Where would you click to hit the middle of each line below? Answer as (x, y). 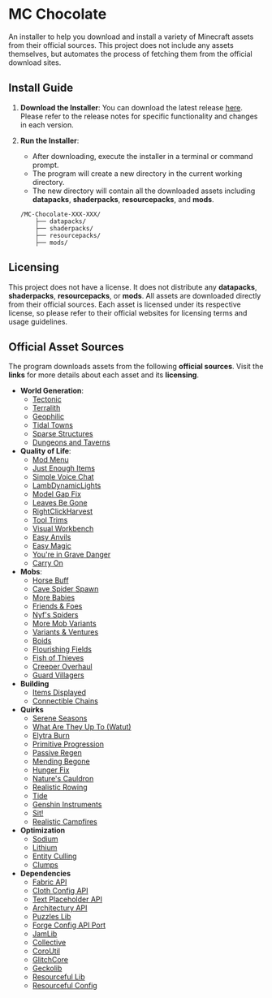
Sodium (45, 839)
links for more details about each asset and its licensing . (104, 375)
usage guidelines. (38, 321)
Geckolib (47, 968)
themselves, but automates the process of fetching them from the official (131, 54)
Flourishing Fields (62, 649)
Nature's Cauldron (63, 779)
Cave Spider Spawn (65, 589)
